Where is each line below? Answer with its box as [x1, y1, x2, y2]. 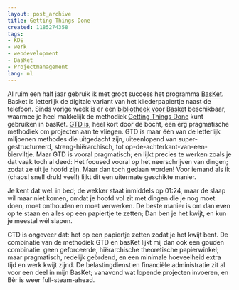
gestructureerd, [7, 142, 53, 151]
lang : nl [7, 70, 33, 77]
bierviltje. [7, 150, 35, 159]
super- [178, 134, 198, 143]
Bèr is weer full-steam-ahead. [7, 275, 95, 284]
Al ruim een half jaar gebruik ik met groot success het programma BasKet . [7, 90, 224, 98]
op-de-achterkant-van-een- [125, 142, 208, 151]
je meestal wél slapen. [7, 216, 73, 225]
